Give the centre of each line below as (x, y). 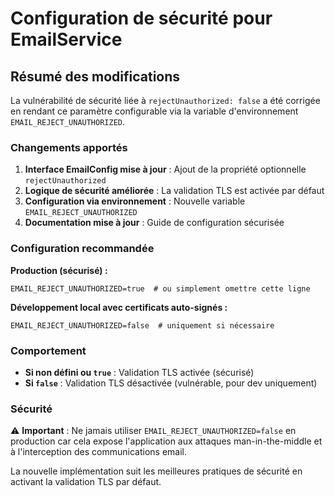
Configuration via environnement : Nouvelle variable (135, 201)
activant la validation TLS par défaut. (86, 482)
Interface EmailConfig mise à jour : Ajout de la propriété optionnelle (165, 169)
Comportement (48, 350)
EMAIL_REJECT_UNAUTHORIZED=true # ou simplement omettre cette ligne (160, 288)
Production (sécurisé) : (59, 270)
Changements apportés (69, 147)
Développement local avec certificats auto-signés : (119, 307)
